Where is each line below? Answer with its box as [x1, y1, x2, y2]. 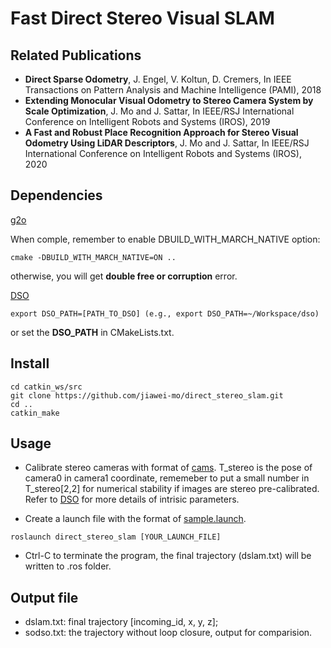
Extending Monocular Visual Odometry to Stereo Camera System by [24, 95, 314, 106]
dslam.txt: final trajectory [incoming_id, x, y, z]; [24, 616, 219, 628]
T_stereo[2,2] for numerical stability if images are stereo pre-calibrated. [24, 483, 320, 495]
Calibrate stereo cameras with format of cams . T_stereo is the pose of [24, 462, 313, 474]
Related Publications [10, 47, 142, 64]
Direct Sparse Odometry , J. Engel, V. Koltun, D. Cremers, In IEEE [24, 73, 292, 85]
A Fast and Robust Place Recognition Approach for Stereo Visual [24, 127, 299, 138]
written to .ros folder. [24, 560, 112, 572]
